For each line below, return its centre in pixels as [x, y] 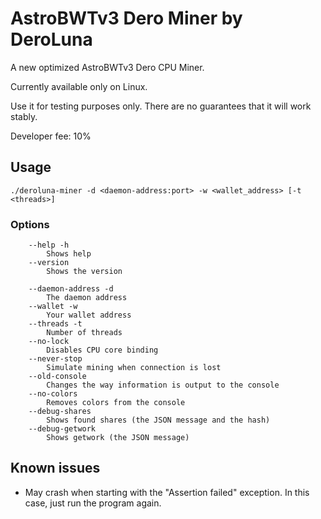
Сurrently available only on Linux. [79, 86]
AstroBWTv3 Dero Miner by [126, 18]
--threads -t [55, 324]
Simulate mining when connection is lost [134, 368]
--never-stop [55, 359]
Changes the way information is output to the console [163, 385]
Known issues [55, 468]
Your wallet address [89, 315]
